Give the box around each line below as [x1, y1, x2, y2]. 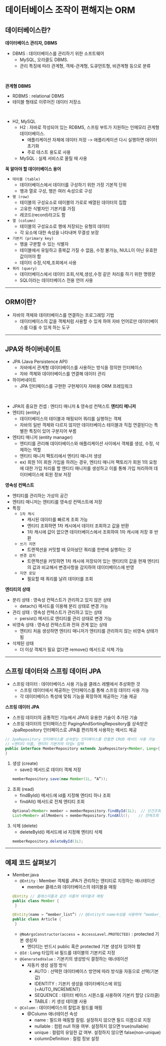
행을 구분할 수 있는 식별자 [19, 241, 69, 247]
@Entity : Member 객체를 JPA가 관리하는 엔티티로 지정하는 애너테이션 [19, 878, 155, 884]
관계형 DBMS [5, 83, 31, 89]
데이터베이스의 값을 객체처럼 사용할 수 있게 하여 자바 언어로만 [19, 318, 137, 324]
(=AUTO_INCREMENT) [34, 986, 81, 992]
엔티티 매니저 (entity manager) [12, 434, 73, 440]
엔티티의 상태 [5, 586, 31, 592]
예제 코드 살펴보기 [5, 858, 56, 867]
